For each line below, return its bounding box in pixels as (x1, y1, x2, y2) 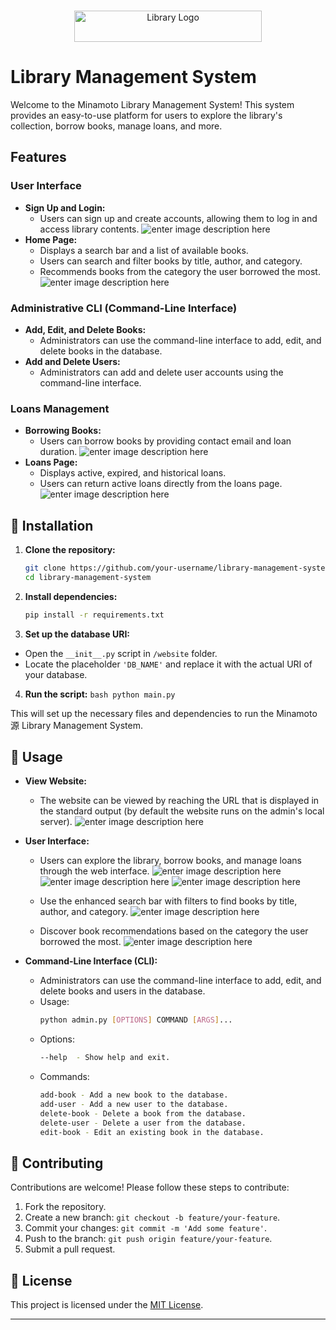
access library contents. (39, 223, 140, 235)
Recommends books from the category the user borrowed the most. (39, 265, 321, 277)
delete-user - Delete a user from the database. (39, 1118, 247, 1128)
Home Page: (24, 233, 78, 245)
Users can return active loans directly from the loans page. (39, 478, 283, 490)
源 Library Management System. (10, 719, 143, 731)
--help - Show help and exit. (39, 1053, 171, 1063)
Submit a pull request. (24, 1243, 116, 1255)
